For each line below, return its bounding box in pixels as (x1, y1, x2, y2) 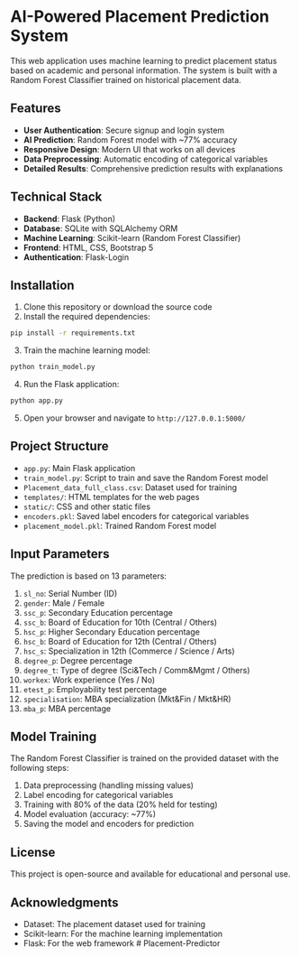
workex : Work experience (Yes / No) (23, 674, 156, 685)
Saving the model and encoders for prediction (23, 819, 195, 830)
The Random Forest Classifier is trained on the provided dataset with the (10, 753, 279, 764)
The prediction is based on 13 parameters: (10, 571, 168, 581)
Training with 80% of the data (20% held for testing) (23, 799, 218, 810)
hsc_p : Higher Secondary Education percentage (23, 626, 201, 637)
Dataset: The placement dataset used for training (23, 919, 206, 930)
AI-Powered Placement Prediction (10, 6, 269, 27)
